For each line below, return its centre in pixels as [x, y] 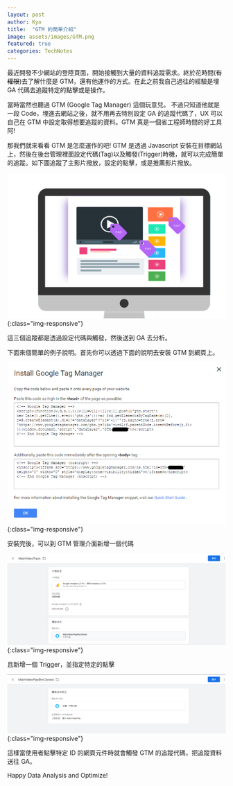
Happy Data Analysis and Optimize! [58, 776]
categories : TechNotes [40, 51]
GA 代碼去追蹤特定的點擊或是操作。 [58, 90]
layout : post [26, 15]
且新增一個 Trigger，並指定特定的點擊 [61, 665]
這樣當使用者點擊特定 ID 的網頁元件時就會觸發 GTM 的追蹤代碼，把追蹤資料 [115, 753]
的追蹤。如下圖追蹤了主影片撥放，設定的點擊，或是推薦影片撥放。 [101, 163]
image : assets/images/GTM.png [51, 37]
